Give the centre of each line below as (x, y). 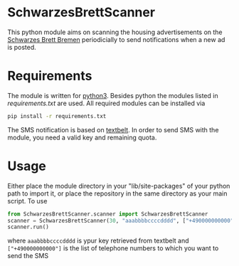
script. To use (27, 201)
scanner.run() (28, 227)
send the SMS (28, 256)
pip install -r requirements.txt (57, 116)
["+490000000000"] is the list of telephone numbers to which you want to (113, 248)
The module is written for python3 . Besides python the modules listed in (113, 95)
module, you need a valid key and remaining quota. (82, 137)
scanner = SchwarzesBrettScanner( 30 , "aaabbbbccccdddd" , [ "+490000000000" (121, 220)
